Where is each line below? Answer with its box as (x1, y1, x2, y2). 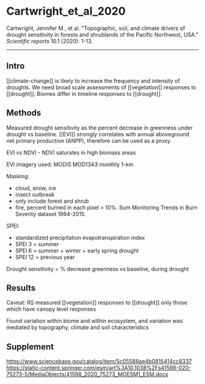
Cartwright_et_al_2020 (6, 4, 126, 18)
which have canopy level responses (6, 305, 96, 313)
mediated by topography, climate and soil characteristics (6, 324, 149, 331)
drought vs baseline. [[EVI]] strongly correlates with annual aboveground (6, 130, 190, 138)
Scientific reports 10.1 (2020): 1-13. (6, 37, 93, 45)
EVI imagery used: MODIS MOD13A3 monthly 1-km (6, 161, 134, 168)
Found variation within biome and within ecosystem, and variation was (6, 317, 183, 325)
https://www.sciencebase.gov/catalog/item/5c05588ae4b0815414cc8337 (6, 358, 192, 365)
